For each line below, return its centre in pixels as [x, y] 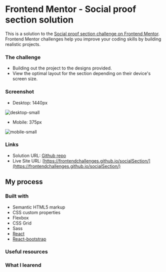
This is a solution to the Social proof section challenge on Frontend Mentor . [82, 33]
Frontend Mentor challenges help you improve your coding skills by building [83, 39]
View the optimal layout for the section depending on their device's [81, 73]
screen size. [25, 79]
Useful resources [27, 252]
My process [24, 182]
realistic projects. [23, 44]
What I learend [23, 265]
